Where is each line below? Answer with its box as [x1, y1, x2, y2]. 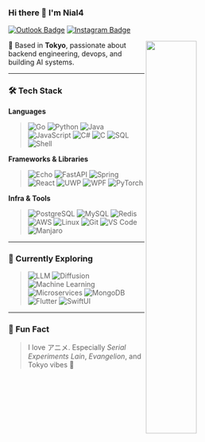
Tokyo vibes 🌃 [27, 360, 75, 370]
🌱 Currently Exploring [8, 253, 94, 264]
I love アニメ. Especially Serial [27, 343, 126, 352]
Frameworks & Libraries [8, 154, 89, 164]
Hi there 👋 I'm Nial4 [8, 7, 84, 18]
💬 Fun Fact [8, 324, 50, 335]
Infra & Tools [8, 193, 51, 203]
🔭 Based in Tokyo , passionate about [8, 41, 127, 50]
